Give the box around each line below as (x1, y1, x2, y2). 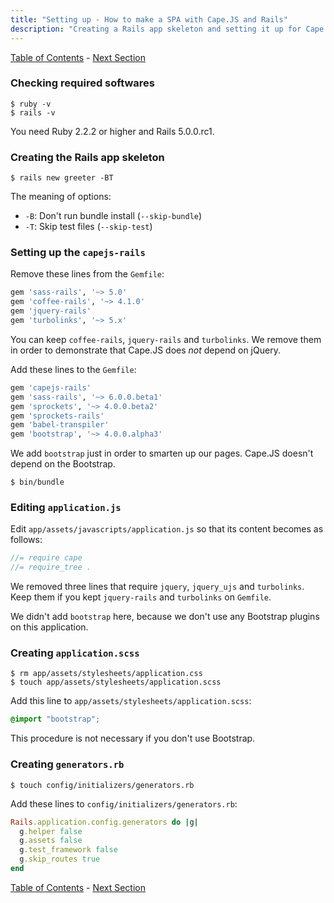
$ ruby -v (10, 99, 52, 109)
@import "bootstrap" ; (10, 714, 101, 725)
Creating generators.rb (10, 757, 125, 771)
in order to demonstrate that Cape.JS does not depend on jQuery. (10, 344, 281, 356)
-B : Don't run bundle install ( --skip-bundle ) (24, 210, 203, 222)
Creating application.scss (10, 646, 140, 660)
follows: (10, 534, 43, 546)
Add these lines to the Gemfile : (10, 363, 137, 375)
